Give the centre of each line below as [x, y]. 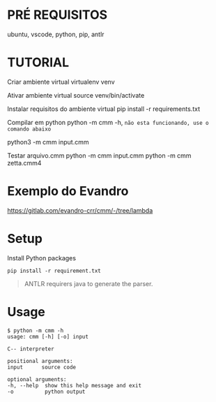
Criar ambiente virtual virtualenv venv [61, 82]
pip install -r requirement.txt [54, 271]
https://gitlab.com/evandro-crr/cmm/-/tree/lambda [80, 210]
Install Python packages [42, 258]
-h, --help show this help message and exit [74, 385]
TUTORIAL [38, 62]
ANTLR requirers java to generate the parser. [88, 283]
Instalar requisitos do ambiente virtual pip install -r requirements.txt [104, 109]
